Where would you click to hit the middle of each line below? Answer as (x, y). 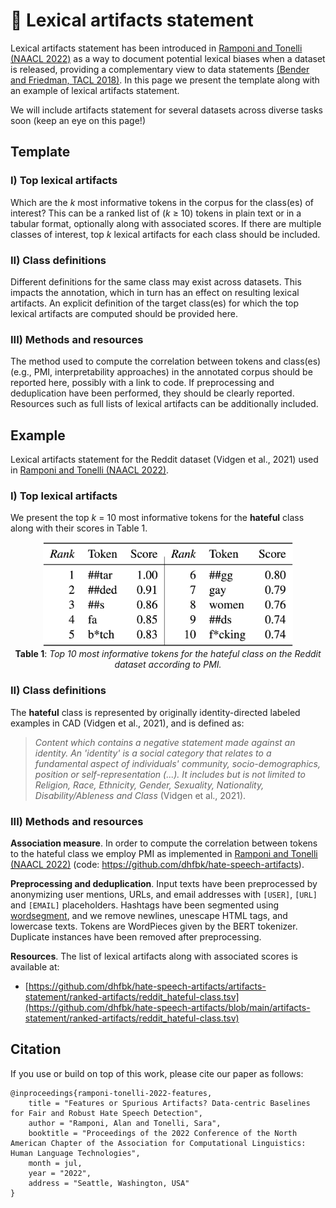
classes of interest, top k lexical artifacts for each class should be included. (165, 234)
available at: (35, 966)
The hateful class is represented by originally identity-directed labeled (155, 712)
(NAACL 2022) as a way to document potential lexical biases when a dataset (168, 58)
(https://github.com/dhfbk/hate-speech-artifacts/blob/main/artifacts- (167, 1007)
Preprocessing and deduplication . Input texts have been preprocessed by (164, 883)
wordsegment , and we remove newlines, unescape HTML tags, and (149, 915)
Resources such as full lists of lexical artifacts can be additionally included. (164, 404)
